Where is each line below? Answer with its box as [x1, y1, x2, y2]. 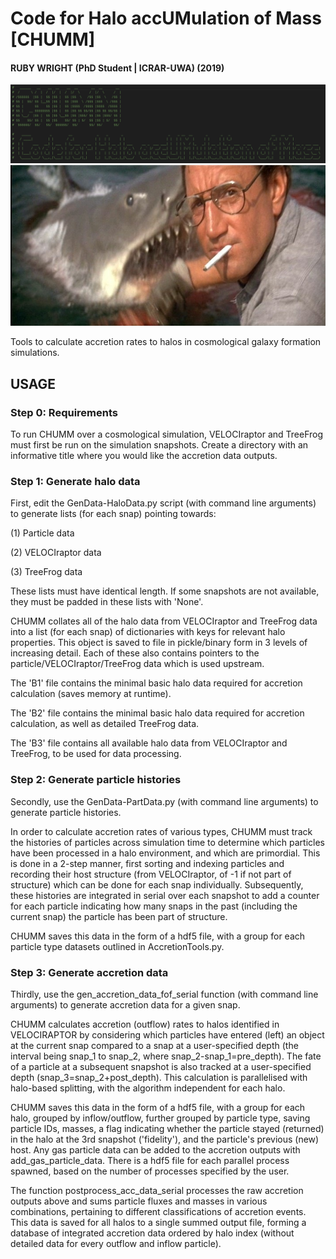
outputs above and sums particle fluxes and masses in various [10, 1195, 268, 1207]
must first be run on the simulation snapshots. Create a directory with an [10, 439, 309, 451]
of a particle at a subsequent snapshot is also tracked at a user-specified [10, 1060, 312, 1072]
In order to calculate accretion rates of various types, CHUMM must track [10, 825, 313, 837]
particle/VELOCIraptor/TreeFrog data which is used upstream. [10, 658, 265, 670]
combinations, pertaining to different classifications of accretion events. [10, 1205, 307, 1217]
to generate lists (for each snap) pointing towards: [10, 508, 217, 520]
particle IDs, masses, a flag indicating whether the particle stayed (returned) [10, 1122, 325, 1134]
